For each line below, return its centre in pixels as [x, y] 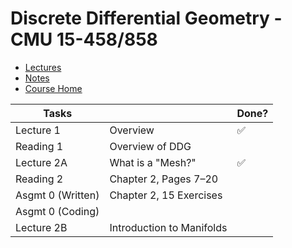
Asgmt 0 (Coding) [57, 211]
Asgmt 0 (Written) [57, 195]
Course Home [53, 88]
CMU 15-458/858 [84, 39]
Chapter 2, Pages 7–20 [164, 179]
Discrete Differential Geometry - [146, 18]
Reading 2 [39, 179]
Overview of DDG [150, 146]
